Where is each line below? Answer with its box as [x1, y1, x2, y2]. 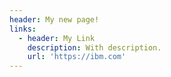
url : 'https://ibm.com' [27, 52, 127, 62]
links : [9, 24, 37, 34]
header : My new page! [9, 14, 100, 25]
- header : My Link [18, 33, 96, 43]
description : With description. [27, 42, 162, 53]
